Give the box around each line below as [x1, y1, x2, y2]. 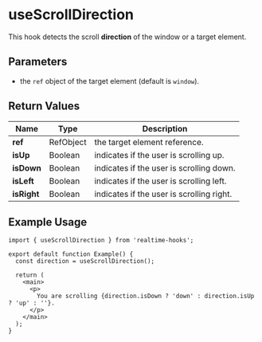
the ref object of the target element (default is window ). [19, 76, 200, 85]
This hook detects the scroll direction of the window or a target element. [8, 32, 247, 41]
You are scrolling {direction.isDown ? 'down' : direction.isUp [37, 293, 255, 301]
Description [142, 123, 188, 134]
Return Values [8, 100, 80, 113]
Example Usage [8, 215, 88, 229]
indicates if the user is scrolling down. [94, 162, 237, 173]
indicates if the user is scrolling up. [94, 149, 225, 160]
